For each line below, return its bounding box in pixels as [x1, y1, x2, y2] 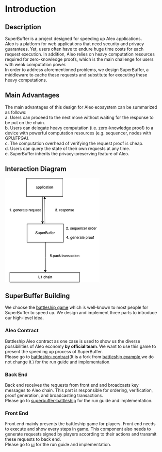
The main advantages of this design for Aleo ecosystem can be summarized [5, 104, 158, 110]
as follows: [5, 109, 27, 115]
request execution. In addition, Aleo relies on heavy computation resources [5, 51, 155, 57]
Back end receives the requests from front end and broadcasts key [5, 382, 139, 388]
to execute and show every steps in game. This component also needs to [5, 426, 151, 432]
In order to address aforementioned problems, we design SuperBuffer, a [5, 67, 149, 73]
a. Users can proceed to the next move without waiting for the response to [5, 114, 154, 120]
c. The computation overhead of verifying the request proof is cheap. [5, 140, 144, 146]
